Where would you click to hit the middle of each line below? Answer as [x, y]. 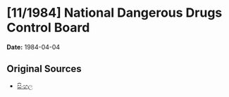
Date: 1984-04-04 [33, 47]
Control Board [48, 28]
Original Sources [44, 69]
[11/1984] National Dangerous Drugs [114, 13]
